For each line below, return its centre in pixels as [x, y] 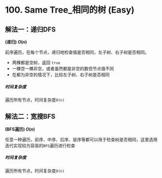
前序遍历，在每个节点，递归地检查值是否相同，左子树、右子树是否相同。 [77, 52]
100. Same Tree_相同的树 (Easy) [70, 10]
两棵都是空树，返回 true [36, 63]
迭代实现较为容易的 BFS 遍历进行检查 [40, 146]
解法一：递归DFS [30, 29]
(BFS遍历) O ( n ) [20, 129]
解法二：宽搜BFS [30, 117]
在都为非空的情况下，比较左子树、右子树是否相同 [61, 75]
